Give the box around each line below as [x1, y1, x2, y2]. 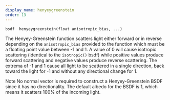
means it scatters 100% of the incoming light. [5, 89, 101, 95]
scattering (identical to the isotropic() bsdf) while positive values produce [5, 52, 164, 58]
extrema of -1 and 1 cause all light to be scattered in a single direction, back [5, 63, 165, 69]
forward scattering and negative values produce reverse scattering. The [5, 57, 157, 63]
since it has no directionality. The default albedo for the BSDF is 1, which [5, 83, 158, 90]
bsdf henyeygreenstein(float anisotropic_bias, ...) [5, 26, 123, 31]
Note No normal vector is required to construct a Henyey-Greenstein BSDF [5, 78, 163, 84]
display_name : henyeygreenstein [5, 7, 74, 13]
